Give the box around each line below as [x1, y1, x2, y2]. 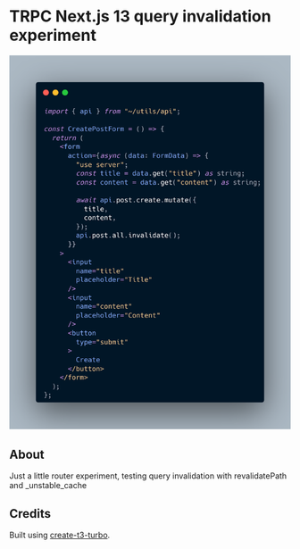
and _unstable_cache [9, 480, 87, 491]
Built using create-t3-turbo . [9, 529, 111, 541]
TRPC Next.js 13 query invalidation [9, 6, 271, 27]
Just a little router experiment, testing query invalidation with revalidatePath [9, 470, 287, 481]
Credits [9, 506, 52, 521]
